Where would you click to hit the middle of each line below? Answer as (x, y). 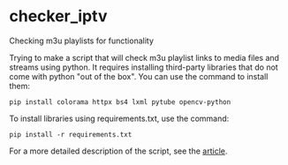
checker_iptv (58, 16)
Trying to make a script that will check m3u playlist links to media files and (144, 57)
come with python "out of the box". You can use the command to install (139, 76)
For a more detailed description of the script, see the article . (118, 151)
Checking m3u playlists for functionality (82, 41)
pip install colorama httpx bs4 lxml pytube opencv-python (120, 102)
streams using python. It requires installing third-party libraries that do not (144, 67)
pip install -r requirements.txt (71, 134)
